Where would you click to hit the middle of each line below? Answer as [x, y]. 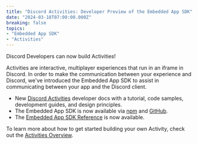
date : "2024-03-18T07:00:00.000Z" [49, 17]
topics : [16, 28]
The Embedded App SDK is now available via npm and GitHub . [91, 111]
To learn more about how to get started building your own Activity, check [96, 129]
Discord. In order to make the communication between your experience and [99, 74]
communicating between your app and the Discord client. [76, 87]
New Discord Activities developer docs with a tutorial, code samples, [99, 98]
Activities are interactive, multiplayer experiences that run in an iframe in [95, 68]
